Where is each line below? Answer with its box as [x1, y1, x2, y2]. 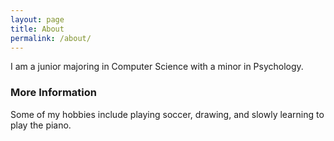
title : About [10, 24, 65, 34]
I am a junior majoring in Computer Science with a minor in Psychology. [10, 61, 304, 73]
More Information [10, 86, 97, 100]
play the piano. [10, 119, 72, 131]
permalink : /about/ [10, 33, 92, 43]
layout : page [10, 14, 65, 25]
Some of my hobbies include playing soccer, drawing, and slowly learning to [10, 108, 325, 120]
